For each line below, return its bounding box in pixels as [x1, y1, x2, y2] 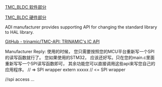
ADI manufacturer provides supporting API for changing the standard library [5, 24, 157, 30]
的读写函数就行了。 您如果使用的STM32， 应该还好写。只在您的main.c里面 [5, 55, 155, 60]
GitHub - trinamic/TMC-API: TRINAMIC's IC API [5, 39, 100, 44]
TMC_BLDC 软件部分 [5, 4, 47, 10]
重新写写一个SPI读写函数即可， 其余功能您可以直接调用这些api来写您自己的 [5, 61, 156, 66]
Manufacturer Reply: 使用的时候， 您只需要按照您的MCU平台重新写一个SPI [5, 49, 155, 54]
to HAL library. [5, 29, 34, 35]
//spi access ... [5, 76, 35, 82]
